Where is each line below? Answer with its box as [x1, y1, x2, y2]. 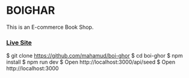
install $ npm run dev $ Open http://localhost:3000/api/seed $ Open [6, 58, 176, 66]
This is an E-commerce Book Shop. [6, 23, 94, 31]
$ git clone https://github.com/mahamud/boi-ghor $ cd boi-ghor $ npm [6, 52, 183, 59]
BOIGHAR [6, 4, 55, 17]
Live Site [6, 38, 32, 47]
